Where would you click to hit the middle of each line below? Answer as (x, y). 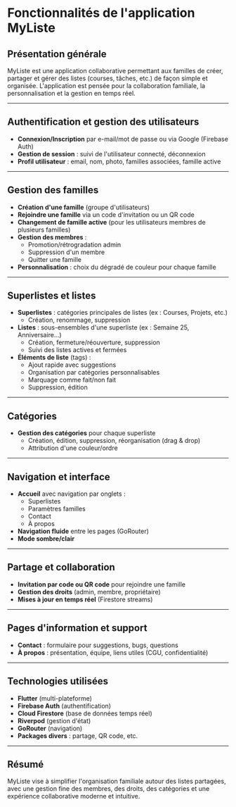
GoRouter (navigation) (50, 728)
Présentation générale (57, 54)
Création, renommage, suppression (79, 320)
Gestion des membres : (52, 237)
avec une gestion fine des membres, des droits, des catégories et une (109, 789)
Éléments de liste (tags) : (54, 358)
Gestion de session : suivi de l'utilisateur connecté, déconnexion (111, 154)
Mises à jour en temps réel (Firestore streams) (85, 599)
